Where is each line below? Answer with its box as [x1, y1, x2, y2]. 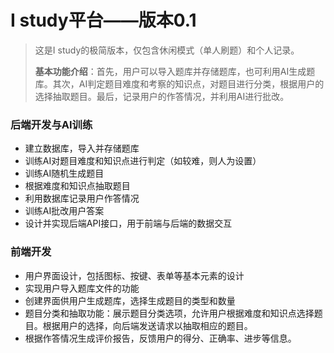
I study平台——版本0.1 [10, 9, 197, 32]
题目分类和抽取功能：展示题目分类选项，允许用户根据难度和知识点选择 [24, 307, 315, 319]
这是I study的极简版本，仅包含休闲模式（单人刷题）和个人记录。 [34, 44, 300, 56]
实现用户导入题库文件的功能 [24, 282, 140, 294]
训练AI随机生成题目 [24, 167, 105, 180]
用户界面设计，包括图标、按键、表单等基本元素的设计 [24, 269, 245, 281]
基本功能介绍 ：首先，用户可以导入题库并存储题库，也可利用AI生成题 [34, 65, 316, 77]
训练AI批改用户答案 [24, 205, 105, 217]
